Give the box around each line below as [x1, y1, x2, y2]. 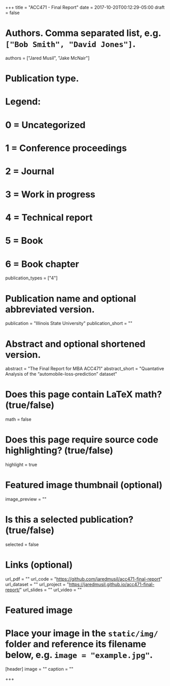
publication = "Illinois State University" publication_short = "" [5, 320, 133, 327]
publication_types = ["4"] [5, 275, 58, 281]
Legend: [5, 96, 41, 107]
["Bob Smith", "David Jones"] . [5, 38, 136, 50]
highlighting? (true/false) [5, 445, 113, 456]
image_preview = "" [5, 496, 47, 502]
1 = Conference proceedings [5, 142, 127, 154]
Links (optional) [5, 559, 73, 571]
